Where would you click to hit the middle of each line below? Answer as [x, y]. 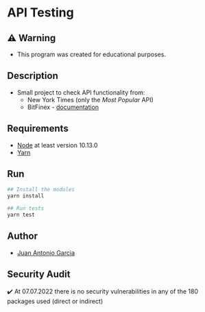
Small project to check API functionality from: [81, 92]
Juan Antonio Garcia [46, 252]
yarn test [21, 215]
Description [33, 76]
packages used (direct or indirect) [55, 301]
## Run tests [26, 208]
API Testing [40, 13]
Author [22, 236]
